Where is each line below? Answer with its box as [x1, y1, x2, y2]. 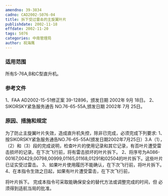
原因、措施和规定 [5, 117, 47, 124]
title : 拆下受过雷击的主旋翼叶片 [5, 17, 67, 22]
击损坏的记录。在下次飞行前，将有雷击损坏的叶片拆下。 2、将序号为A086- [5, 149, 160, 155]
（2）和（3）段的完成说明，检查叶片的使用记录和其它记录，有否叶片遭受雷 [5, 143, 162, 149]
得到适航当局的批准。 [9, 185, 54, 191]
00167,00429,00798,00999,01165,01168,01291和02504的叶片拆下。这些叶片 [5, 155, 163, 161]
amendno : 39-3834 [5, 7, 42, 13]
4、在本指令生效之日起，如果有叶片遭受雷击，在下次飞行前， [5, 168, 133, 174]
